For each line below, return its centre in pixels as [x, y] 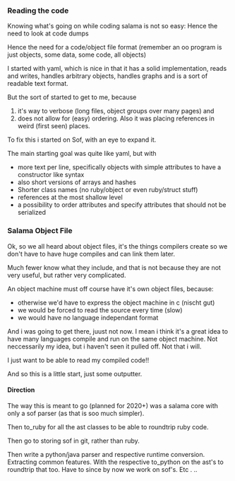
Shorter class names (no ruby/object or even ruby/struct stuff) [108, 190]
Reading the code [38, 11]
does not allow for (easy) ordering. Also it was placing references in [116, 118]
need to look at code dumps [48, 33]
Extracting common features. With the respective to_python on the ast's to [115, 462]
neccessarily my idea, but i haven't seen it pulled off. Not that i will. [104, 346]
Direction [21, 390]
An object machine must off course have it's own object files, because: [110, 288]
